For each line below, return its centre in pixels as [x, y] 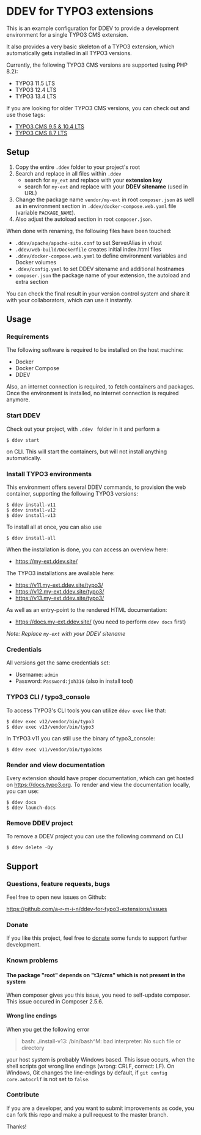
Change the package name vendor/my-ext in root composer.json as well [104, 199]
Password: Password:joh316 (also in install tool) [74, 681]
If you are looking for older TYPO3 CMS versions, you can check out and [98, 108]
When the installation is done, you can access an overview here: [87, 549]
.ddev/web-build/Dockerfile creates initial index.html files [88, 249]
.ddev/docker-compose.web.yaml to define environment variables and [101, 256]
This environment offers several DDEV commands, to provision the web [96, 487]
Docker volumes [36, 262]
